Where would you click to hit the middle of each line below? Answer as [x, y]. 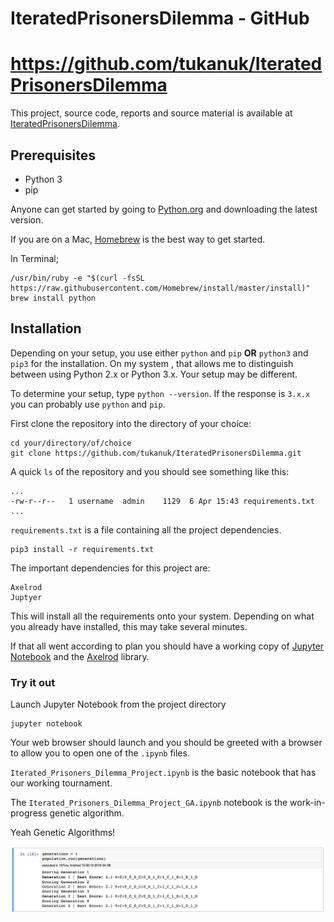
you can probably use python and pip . [88, 404]
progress [29, 813]
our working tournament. [61, 783]
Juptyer [26, 597]
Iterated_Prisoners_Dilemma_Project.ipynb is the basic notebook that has [163, 773]
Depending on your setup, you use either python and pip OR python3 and [159, 353]
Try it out [33, 682]
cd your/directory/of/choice [71, 443]
